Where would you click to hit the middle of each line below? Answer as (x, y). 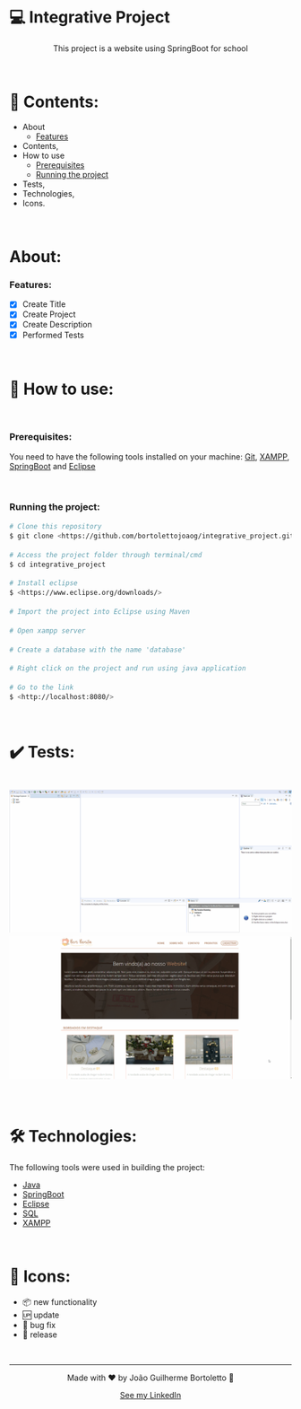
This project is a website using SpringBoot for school (150, 48)
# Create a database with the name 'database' (98, 650)
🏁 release (40, 1335)
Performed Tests (53, 335)
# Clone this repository (56, 527)
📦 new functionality (60, 1301)
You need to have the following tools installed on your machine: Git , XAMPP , (150, 456)
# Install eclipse (43, 583)
